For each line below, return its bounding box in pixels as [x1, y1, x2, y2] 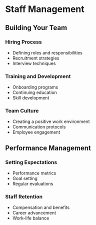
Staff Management [5, 3, 85, 15]
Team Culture [5, 107, 39, 114]
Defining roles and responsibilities [12, 49, 82, 55]
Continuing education [12, 89, 57, 95]
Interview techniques [12, 60, 56, 66]
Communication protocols [12, 124, 66, 130]
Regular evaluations [12, 181, 53, 187]
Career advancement [12, 210, 56, 216]
